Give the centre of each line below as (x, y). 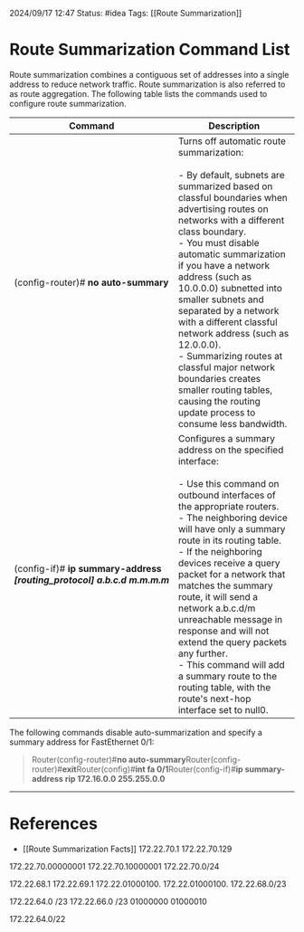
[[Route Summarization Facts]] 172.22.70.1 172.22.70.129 (127, 849)
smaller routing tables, (225, 390)
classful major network (227, 367)
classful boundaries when (233, 197)
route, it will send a (218, 596)
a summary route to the (228, 676)
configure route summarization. (68, 103)
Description (234, 126)
